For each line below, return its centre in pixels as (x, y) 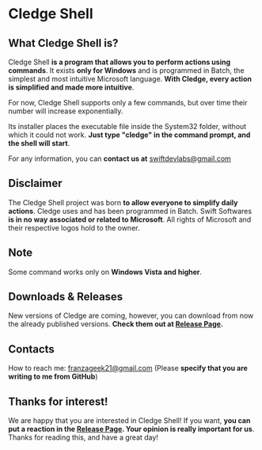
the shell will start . (39, 143)
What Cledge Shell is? (63, 43)
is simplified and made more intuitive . (71, 87)
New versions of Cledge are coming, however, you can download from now (131, 316)
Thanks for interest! (58, 401)
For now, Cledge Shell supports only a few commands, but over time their (128, 103)
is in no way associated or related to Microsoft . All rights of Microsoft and (130, 219)
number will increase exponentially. (66, 111)
